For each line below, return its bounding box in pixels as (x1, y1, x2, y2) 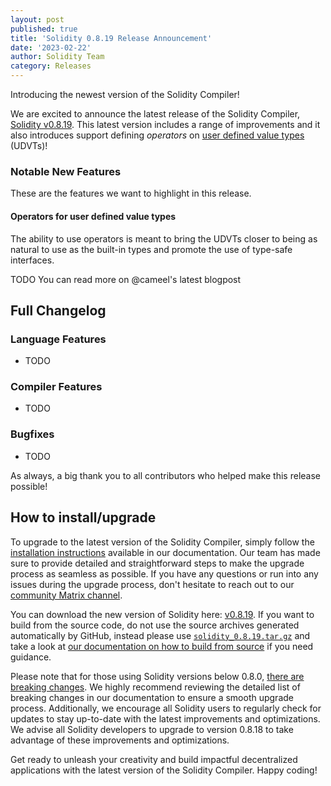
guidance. (10, 651, 52, 663)
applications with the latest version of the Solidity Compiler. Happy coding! (10, 764, 318, 776)
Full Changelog (10, 302, 107, 319)
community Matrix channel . (10, 589, 123, 601)
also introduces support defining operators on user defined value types (10, 129, 305, 141)
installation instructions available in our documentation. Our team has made (10, 546, 321, 558)
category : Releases (10, 61, 92, 71)
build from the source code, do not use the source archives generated (10, 619, 300, 631)
